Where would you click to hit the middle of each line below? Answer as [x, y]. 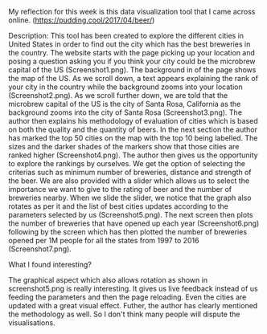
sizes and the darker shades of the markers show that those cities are [124, 147]
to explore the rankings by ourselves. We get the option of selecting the [127, 163]
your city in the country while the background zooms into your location [125, 87]
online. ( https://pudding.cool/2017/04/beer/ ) [82, 20]
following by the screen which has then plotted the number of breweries [128, 232]
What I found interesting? [50, 265]
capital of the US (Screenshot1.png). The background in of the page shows [132, 70]
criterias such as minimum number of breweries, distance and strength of [130, 172]
